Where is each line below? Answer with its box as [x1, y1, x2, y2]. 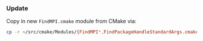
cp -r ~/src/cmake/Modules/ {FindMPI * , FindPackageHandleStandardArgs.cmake [6, 29, 199, 35]
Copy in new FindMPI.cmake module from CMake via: [6, 18, 137, 25]
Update [6, 4, 28, 12]
